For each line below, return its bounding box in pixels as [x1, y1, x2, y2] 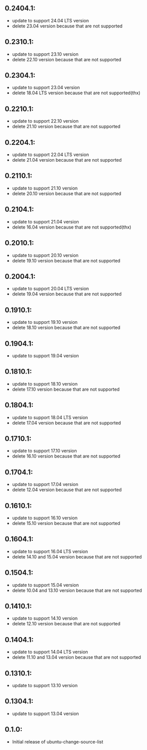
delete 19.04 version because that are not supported [12, 291, 122, 297]
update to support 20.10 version [12, 252, 79, 258]
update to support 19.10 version [12, 319, 78, 325]
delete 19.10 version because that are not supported [12, 257, 121, 264]
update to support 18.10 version [12, 381, 78, 387]
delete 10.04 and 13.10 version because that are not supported [12, 587, 142, 593]
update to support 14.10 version [12, 615, 78, 621]
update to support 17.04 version [12, 481, 79, 488]
